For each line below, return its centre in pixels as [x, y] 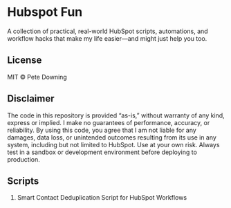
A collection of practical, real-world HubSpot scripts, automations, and [108, 31]
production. [24, 159]
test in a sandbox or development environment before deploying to [102, 152]
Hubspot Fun [45, 12]
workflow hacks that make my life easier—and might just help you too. [107, 38]
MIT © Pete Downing [37, 77]
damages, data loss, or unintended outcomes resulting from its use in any [112, 137]
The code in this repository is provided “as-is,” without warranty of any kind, [116, 115]
